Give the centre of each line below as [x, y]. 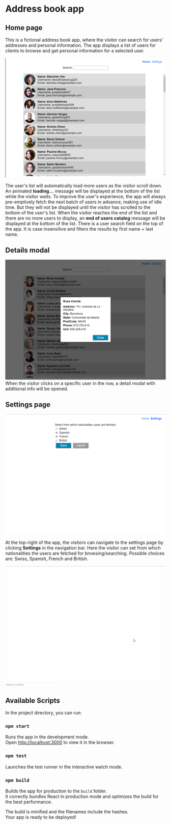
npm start [17, 726]
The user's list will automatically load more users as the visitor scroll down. [84, 185]
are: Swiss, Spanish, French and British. [47, 559]
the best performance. [29, 802]
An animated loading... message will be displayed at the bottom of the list [83, 191]
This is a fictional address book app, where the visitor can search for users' [84, 40]
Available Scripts [33, 700]
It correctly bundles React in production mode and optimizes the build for [82, 796]
